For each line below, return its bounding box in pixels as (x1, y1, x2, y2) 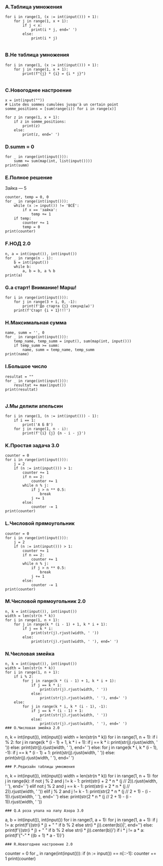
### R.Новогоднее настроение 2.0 (5, 842, 73, 847)
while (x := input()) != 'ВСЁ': (14, 203, 79, 208)
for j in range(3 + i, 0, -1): (14, 300, 77, 304)
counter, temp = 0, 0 (5, 195, 49, 200)
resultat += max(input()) (14, 383, 67, 388)
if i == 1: (14, 418, 36, 423)
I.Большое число (5, 363, 47, 370)
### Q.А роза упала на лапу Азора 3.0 (5, 808, 84, 813)
